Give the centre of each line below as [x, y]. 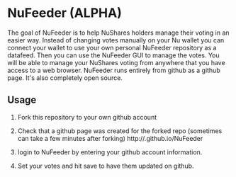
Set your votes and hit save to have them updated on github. [106, 166]
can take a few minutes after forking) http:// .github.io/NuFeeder [110, 138]
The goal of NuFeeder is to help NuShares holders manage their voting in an [118, 33]
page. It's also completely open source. [65, 78]
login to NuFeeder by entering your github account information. [110, 152]
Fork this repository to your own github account [87, 117]
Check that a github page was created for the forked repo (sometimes [120, 131]
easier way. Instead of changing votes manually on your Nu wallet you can [116, 40]
